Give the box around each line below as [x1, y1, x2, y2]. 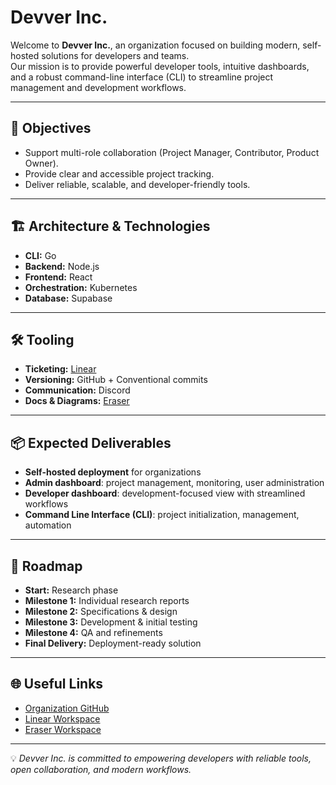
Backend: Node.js [24, 260, 100, 272]
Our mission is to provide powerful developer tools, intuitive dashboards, [10, 60, 310, 72]
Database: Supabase [24, 292, 113, 304]
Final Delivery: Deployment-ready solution [24, 637, 202, 649]
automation [24, 519, 72, 531]
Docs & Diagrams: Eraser [24, 395, 130, 407]
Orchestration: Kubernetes [24, 281, 138, 293]
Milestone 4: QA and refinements [24, 627, 163, 638]
